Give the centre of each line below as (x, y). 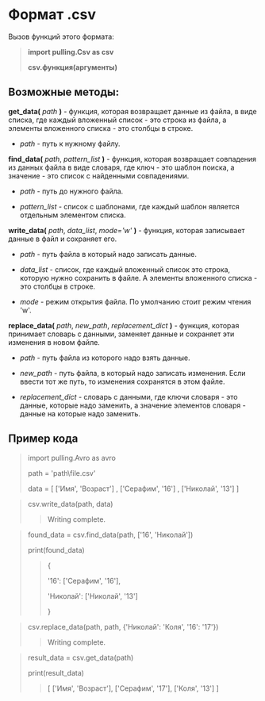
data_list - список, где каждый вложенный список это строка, (125, 269)
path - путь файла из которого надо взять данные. (105, 358)
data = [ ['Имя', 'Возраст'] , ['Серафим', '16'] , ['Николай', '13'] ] (133, 488)
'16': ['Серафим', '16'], (84, 580)
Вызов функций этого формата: (61, 36)
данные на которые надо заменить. (80, 413)
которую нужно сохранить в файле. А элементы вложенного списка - (138, 278)
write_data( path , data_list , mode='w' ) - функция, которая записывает (127, 230)
